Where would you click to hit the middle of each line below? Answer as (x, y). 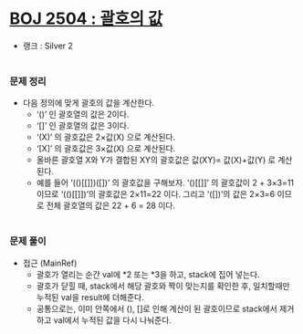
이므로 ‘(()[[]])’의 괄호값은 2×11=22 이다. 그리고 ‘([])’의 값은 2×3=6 (156, 194)
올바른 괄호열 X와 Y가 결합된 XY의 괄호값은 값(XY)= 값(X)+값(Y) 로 (156, 160)
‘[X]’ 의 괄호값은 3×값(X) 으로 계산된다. (106, 149)
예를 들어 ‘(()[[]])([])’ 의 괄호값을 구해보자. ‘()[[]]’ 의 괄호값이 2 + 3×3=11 (165, 183)
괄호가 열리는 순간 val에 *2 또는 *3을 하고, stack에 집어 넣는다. (148, 274)
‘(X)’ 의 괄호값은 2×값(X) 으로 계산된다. (106, 137)
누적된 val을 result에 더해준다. (90, 297)
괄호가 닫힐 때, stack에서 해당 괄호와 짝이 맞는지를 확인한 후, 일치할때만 (163, 286)
